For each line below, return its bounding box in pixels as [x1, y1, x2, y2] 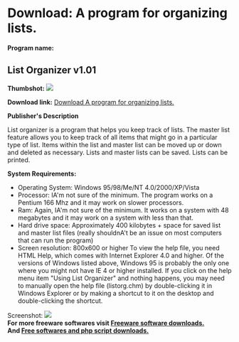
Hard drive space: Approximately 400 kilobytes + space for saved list [17, 220, 221, 229]
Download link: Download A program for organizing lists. [7, 97, 174, 106]
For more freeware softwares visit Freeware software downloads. [7, 319, 205, 327]
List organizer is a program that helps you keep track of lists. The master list [7, 125, 230, 134]
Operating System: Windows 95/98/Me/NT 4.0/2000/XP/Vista [17, 183, 200, 191]
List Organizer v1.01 [7, 64, 97, 76]
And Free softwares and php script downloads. [7, 326, 149, 335]
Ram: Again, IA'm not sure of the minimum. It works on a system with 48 [17, 205, 229, 214]
